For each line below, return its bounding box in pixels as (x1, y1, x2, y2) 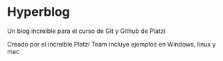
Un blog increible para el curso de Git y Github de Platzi (7, 27, 166, 35)
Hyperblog (7, 4, 71, 20)
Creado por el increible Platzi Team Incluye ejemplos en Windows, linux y (7, 40, 216, 48)
